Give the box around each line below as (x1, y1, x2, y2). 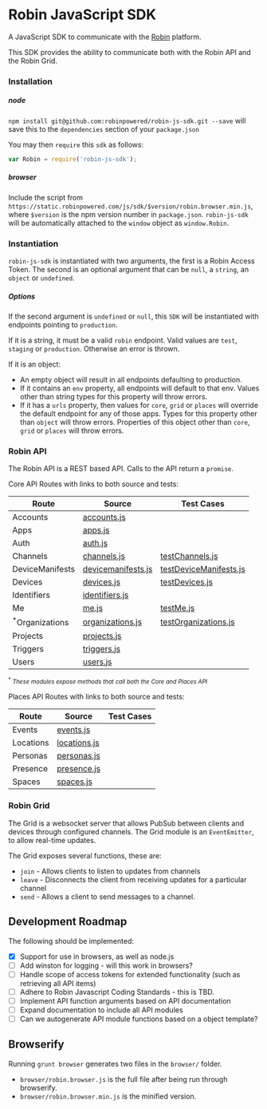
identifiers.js (82, 589, 129, 600)
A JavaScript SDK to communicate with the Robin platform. (8, 32, 202, 42)
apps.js (82, 525, 110, 536)
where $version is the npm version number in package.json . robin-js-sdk (8, 209, 249, 219)
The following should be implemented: (8, 936, 134, 945)
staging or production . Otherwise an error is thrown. (8, 343, 180, 353)
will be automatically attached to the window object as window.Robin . (8, 218, 230, 228)
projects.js (82, 630, 122, 641)
